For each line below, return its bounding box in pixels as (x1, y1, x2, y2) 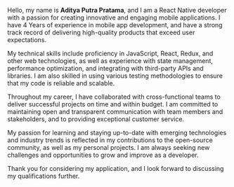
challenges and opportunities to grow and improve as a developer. (7, 151, 199, 159)
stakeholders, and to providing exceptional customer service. (7, 115, 185, 123)
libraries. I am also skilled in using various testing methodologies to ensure (7, 71, 223, 80)
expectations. (7, 36, 47, 44)
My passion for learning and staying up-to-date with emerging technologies (7, 129, 227, 137)
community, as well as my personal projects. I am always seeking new (7, 144, 210, 151)
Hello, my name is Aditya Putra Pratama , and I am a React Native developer (7, 6, 227, 14)
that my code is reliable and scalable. (7, 79, 115, 87)
